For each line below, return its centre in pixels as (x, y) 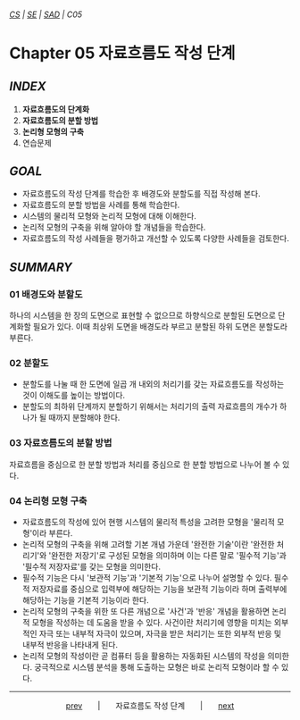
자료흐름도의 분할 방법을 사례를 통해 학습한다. (101, 205)
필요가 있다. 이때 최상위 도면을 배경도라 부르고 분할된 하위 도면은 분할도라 (160, 327)
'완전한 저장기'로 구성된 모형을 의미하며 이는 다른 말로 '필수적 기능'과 (168, 555)
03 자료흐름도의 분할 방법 (61, 443)
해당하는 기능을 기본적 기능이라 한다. (85, 599)
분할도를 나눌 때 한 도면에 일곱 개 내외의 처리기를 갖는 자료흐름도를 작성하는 (153, 384)
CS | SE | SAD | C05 (46, 14)
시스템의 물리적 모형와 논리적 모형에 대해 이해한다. (109, 216)
